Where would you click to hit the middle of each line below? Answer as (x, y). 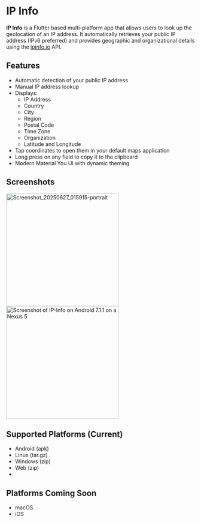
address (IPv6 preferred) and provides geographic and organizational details (100, 40)
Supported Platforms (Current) (65, 434)
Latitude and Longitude (52, 144)
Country (34, 106)
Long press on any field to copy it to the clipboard (76, 157)
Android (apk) (32, 449)
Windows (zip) (33, 461)
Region (33, 118)
